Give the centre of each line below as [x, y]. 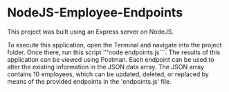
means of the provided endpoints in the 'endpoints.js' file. [89, 81]
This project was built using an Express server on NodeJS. [91, 32]
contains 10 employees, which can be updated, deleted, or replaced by [108, 74]
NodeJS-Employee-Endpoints [95, 13]
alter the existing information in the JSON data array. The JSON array [106, 67]
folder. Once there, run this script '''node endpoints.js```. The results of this [114, 52]
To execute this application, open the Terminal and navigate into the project [114, 45]
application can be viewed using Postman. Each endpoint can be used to [111, 59]
